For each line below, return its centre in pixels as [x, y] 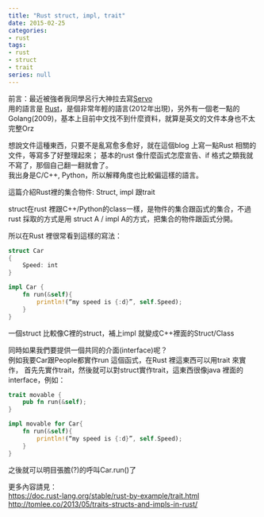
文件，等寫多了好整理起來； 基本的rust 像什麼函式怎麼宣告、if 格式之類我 [127, 155]
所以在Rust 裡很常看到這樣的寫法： [65, 235]
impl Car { [26, 287]
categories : [28, 30]
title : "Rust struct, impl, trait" [67, 16]
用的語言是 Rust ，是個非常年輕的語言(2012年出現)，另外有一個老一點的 [124, 108]
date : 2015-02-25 [37, 23]
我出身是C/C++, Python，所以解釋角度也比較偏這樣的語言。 [106, 175]
